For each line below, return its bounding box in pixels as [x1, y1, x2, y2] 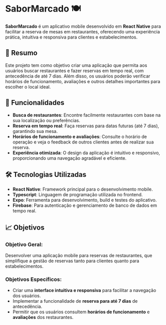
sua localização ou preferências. [12, 117, 81, 123]
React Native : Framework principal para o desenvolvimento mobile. [12, 186, 153, 192]
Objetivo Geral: [5, 241, 43, 248]
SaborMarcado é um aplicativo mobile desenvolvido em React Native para [5, 23, 161, 29]
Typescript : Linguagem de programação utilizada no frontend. [12, 192, 143, 198]
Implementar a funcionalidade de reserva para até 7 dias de [12, 298, 138, 304]
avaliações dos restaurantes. [12, 314, 74, 320]
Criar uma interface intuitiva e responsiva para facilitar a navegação [12, 287, 156, 294]
